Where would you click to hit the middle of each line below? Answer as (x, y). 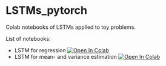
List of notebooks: (28, 38)
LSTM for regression (40, 50)
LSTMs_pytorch (46, 10)
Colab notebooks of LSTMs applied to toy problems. (71, 27)
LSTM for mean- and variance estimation (66, 56)
